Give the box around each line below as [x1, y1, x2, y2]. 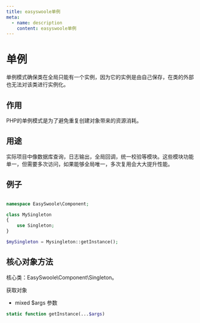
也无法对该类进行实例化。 [6, 81, 69, 88]
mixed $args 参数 [14, 299, 58, 306]
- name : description [11, 20, 62, 26]
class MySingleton [6, 212, 52, 218]
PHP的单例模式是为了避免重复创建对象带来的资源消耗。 [6, 117, 142, 124]
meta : [6, 14, 20, 20]
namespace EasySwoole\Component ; [6, 200, 89, 207]
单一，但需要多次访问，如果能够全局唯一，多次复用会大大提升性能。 [6, 160, 173, 167]
